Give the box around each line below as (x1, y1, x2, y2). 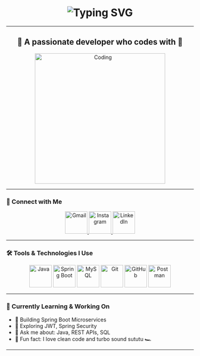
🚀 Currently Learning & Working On (6, 302, 110, 311)
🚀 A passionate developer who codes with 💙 (17, 37, 183, 47)
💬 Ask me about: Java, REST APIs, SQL (14, 329, 111, 336)
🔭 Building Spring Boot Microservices (14, 316, 107, 323)
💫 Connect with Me (6, 197, 62, 206)
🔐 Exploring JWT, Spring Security (14, 322, 97, 329)
